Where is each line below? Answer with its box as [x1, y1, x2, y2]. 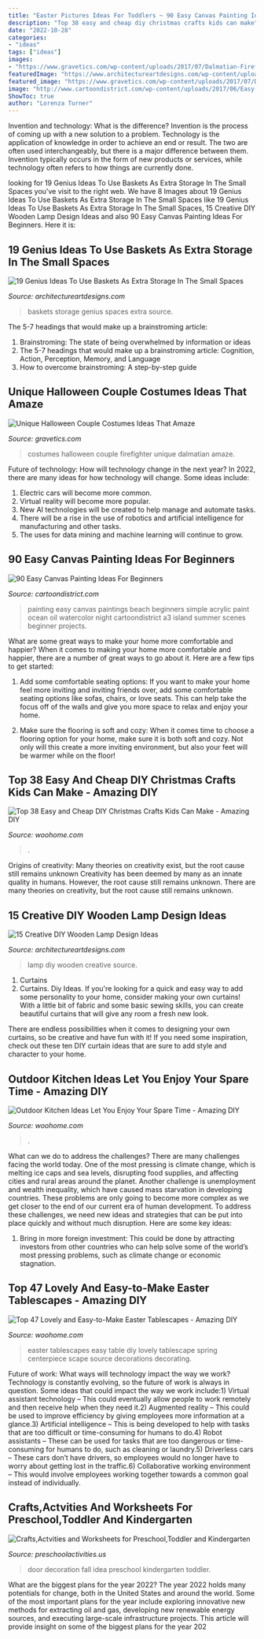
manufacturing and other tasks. [19, 521, 122, 531]
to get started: [8, 661, 54, 671]
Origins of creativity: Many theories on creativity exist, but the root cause [8, 861, 245, 870]
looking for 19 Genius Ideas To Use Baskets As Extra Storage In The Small [8, 178, 247, 188]
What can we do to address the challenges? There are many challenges [8, 1152, 240, 1160]
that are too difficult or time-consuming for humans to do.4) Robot [8, 1428, 222, 1437]
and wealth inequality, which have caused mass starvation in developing [8, 1185, 242, 1194]
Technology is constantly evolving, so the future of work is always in [8, 1377, 230, 1387]
